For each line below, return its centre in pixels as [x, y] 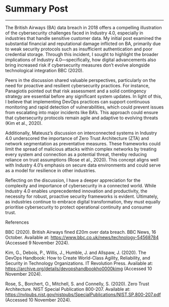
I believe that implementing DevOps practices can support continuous [77, 101]
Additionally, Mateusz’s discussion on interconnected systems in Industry [81, 133]
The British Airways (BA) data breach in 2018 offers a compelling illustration [83, 27]
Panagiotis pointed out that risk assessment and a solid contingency [76, 91]
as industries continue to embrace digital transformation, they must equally [83, 201]
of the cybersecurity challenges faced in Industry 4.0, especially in [74, 33]
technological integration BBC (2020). [45, 70]
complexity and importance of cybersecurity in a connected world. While [81, 185]
